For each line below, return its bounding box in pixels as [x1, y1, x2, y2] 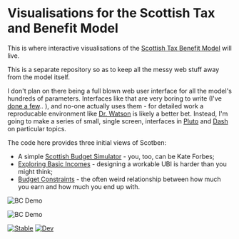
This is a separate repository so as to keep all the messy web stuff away [7, 65, 220, 73]
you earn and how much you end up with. [17, 182, 141, 190]
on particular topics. [7, 124, 66, 133]
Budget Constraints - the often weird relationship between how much [17, 175, 221, 183]
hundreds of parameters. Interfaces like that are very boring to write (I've [7, 94, 223, 103]
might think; [17, 167, 54, 176]
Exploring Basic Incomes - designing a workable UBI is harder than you [17, 159, 227, 168]
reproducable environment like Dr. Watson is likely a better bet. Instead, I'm [7, 109, 228, 118]
